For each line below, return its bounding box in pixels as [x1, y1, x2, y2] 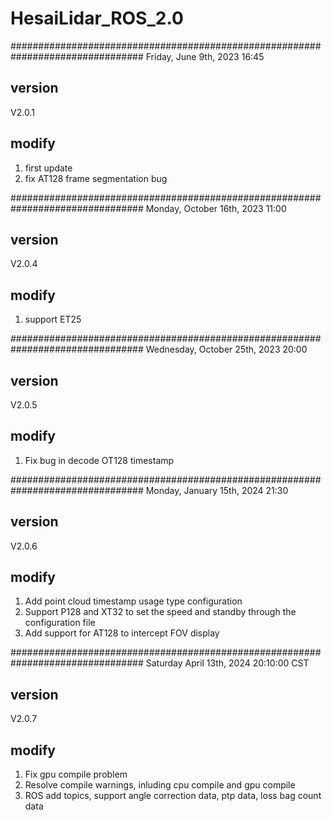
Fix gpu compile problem [24, 768, 128, 781]
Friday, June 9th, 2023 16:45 [145, 50, 265, 62]
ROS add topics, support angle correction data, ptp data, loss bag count [24, 790, 322, 802]
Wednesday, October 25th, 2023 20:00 [145, 343, 308, 356]
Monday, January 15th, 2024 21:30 [145, 484, 289, 496]
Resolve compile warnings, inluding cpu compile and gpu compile [24, 779, 296, 791]
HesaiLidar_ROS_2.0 [10, 7, 184, 30]
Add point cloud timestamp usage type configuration [24, 595, 243, 607]
